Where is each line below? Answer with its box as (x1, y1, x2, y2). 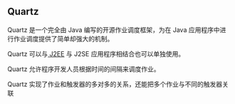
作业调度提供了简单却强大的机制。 (13, 34, 114, 43)
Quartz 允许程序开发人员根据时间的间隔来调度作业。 (7, 64, 160, 73)
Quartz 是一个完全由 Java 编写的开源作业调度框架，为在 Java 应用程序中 (7, 25, 220, 34)
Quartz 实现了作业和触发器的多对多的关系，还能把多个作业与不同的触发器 (7, 80, 223, 88)
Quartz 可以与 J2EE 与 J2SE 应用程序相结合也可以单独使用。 (7, 49, 185, 58)
